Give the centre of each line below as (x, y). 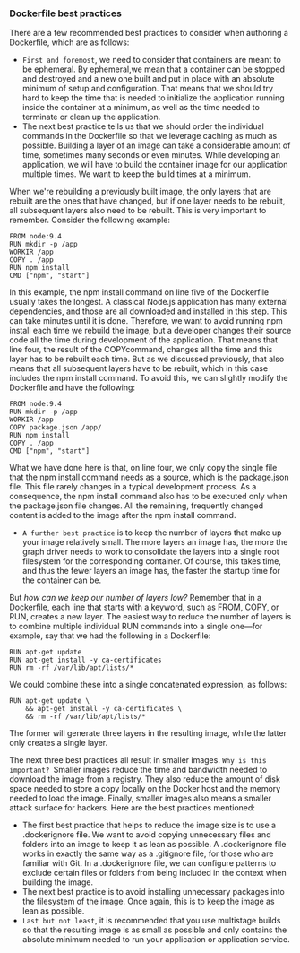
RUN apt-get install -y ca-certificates (86, 660)
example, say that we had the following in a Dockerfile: (110, 636)
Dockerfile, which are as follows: (69, 42)
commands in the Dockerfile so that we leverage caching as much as (150, 136)
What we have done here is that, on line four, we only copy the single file (143, 468)
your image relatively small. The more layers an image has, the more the (155, 542)
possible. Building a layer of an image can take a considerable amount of (156, 145)
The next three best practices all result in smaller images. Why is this (138, 760)
